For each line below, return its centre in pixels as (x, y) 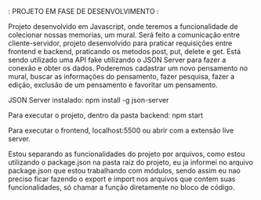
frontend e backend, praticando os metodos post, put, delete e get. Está (125, 51)
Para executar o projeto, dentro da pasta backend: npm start (106, 115)
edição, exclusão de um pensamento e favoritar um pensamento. (113, 85)
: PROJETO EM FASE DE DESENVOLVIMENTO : (83, 11)
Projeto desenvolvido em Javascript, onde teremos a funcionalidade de (123, 26)
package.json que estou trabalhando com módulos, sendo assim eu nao (124, 171)
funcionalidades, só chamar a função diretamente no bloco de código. (121, 187)
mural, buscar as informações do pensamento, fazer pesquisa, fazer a (121, 76)
